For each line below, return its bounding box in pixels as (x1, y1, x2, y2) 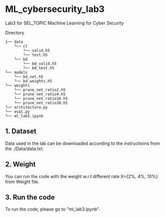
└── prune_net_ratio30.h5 (14, 100, 68, 105)
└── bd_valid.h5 (23, 61, 57, 66)
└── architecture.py (5, 105, 48, 110)
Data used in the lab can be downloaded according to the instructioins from (5, 140, 161, 146)
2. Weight (5, 160, 36, 169)
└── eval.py (5, 109, 30, 114)
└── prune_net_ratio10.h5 (14, 96, 68, 101)
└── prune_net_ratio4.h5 (14, 91, 66, 97)
